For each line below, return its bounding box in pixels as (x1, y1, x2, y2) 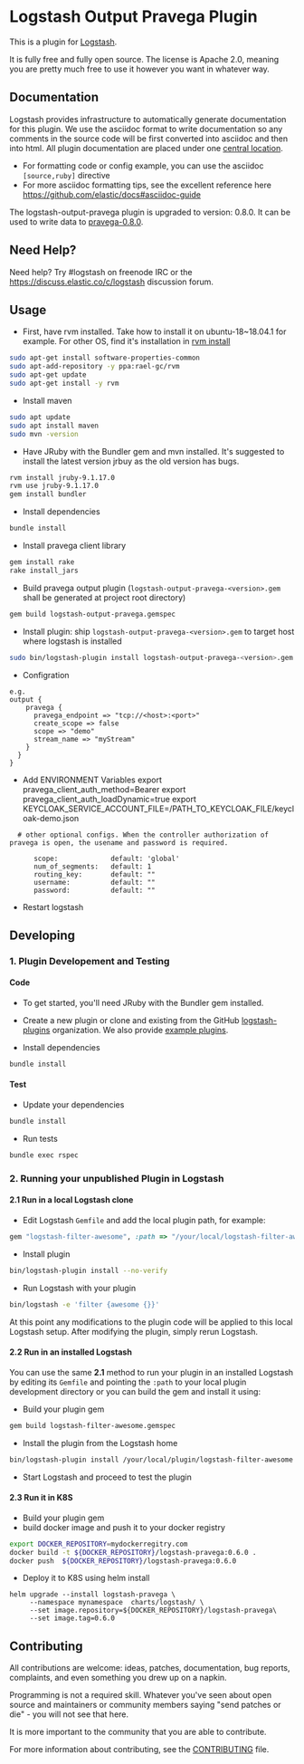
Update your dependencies (22, 1099, 125, 1110)
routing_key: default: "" (33, 869, 156, 879)
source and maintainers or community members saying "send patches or (9, 1700, 282, 1711)
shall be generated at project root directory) (22, 591, 186, 603)
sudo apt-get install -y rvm (9, 379, 119, 388)
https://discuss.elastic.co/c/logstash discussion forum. (9, 276, 214, 287)
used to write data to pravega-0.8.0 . (9, 216, 144, 227)
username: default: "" (33, 877, 156, 887)
